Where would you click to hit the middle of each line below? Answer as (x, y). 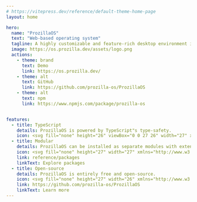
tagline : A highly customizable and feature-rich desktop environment (99, 44)
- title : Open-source (38, 168)
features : (18, 119)
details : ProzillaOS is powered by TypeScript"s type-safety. (94, 130)
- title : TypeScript (36, 125)
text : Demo (35, 66)
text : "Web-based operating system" (56, 39)
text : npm (33, 98)
